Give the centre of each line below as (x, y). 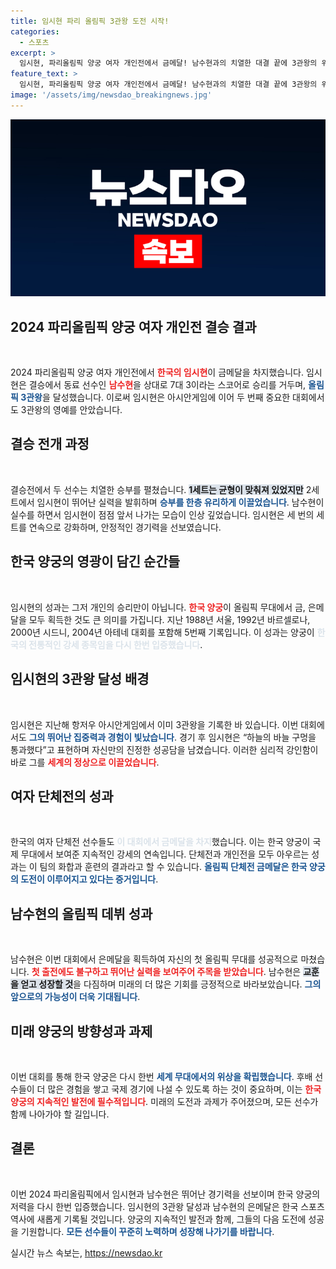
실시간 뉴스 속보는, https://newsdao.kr (86, 1252)
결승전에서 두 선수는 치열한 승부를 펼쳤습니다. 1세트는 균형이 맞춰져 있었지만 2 (161, 489)
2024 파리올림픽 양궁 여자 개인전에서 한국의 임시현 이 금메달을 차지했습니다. (157, 372)
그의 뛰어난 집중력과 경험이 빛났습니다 (101, 737)
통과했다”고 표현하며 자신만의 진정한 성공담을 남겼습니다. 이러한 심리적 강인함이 (164, 749)
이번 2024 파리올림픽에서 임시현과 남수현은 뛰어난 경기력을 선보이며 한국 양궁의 (165, 1194)
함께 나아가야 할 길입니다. (60, 1114)
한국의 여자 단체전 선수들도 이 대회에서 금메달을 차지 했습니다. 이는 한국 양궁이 (160, 842)
